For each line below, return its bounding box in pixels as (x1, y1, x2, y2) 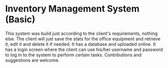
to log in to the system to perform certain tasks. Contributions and (5, 51, 142, 58)
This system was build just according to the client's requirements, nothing (5, 30, 158, 36)
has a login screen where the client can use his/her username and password (5, 46, 163, 52)
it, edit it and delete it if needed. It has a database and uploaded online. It (5, 41, 156, 47)
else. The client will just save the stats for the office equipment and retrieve (5, 36, 160, 42)
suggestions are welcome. (5, 57, 60, 63)
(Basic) (5, 14, 36, 25)
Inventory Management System (5, 3, 139, 15)
